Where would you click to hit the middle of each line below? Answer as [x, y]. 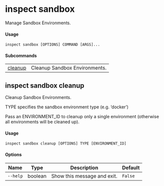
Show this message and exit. [84, 176]
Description [84, 168]
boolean [37, 176]
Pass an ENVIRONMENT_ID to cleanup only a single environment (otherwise [82, 117]
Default [131, 168]
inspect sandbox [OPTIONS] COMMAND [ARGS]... [52, 45]
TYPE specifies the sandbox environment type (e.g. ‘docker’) [67, 107]
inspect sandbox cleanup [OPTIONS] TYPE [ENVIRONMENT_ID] [66, 144]
